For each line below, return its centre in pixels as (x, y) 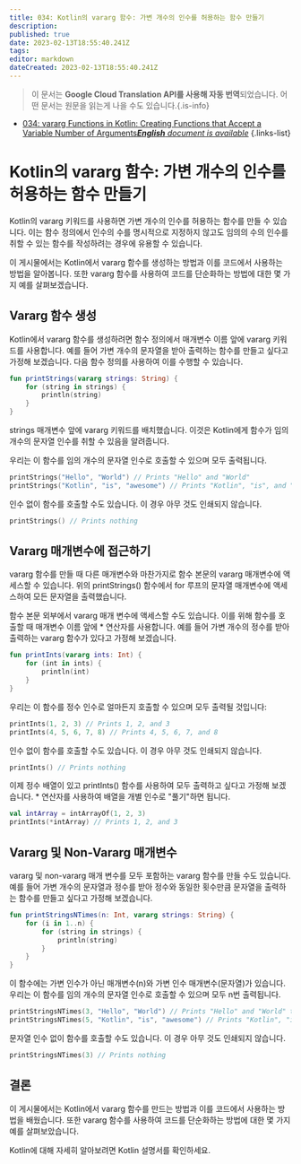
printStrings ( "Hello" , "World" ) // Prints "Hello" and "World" (130, 477)
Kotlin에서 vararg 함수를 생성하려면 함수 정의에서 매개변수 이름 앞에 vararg (140, 339)
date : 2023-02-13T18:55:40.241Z (69, 43)
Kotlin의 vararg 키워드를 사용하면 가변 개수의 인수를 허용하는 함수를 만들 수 (140, 221)
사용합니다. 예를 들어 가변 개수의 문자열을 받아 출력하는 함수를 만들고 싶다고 (157, 350)
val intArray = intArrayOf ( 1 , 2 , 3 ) (77, 814)
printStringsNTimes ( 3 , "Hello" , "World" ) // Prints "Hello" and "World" (148, 1012)
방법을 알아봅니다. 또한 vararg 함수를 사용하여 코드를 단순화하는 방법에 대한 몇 (146, 274)
